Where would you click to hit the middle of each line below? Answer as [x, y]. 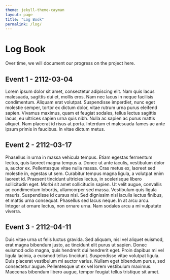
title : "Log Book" [25, 19]
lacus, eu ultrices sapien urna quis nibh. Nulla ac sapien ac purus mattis [80, 118]
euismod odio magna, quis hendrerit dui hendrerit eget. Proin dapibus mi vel [84, 250]
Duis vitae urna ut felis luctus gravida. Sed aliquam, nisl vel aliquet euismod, [84, 239]
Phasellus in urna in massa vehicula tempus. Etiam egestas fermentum [79, 157]
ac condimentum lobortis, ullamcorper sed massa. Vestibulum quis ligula [81, 189]
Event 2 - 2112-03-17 [39, 145]
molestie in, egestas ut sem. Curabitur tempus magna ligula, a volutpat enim [84, 173]
